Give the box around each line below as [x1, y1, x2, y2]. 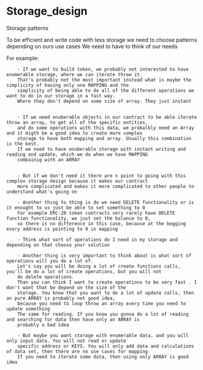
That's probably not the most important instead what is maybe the [17, 77, 191, 83]
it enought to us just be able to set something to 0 [6, 204, 146, 211]
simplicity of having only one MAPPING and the [6, 82, 129, 88]
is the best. [6, 141, 40, 147]
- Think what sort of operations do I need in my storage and [17, 236, 178, 243]
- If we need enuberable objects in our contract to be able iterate [17, 114, 198, 120]
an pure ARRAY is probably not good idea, [6, 295, 115, 301]
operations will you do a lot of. [6, 257, 94, 264]
